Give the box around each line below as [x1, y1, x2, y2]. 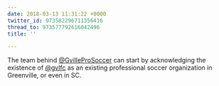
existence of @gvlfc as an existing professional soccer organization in [7, 63, 213, 72]
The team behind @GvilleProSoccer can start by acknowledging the [7, 56, 206, 65]
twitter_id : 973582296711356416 [7, 17, 103, 24]
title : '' [7, 30, 37, 38]
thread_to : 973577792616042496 [7, 23, 100, 31]
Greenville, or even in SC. [7, 71, 82, 80]
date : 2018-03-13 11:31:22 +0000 [7, 10, 107, 18]
